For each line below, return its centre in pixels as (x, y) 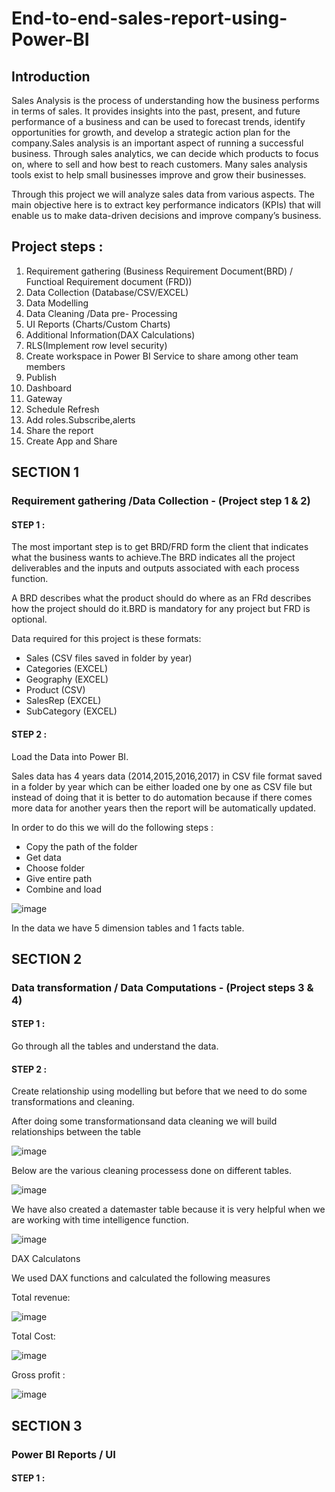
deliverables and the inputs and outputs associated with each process (155, 568)
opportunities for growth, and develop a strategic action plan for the (151, 132)
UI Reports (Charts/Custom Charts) (98, 324)
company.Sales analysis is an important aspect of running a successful (157, 143)
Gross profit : (38, 1375)
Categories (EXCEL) (67, 669)
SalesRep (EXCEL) (63, 701)
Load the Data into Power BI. (70, 756)
